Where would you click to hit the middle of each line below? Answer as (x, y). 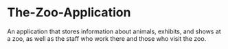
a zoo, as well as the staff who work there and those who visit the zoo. (107, 38)
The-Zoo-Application (69, 13)
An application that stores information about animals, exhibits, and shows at (114, 31)
